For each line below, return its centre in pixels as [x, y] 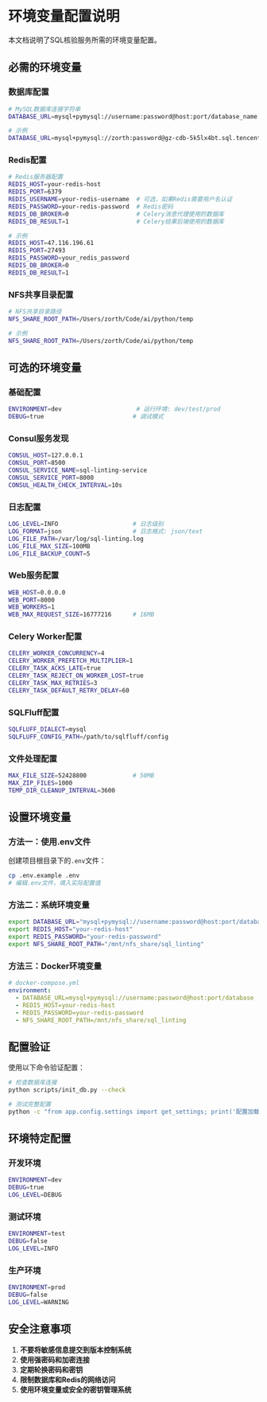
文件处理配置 [33, 758]
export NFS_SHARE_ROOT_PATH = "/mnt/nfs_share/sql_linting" [106, 944]
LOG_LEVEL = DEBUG [35, 1195]
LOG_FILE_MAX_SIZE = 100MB [49, 546]
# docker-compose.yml [44, 983]
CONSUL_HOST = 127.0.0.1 [46, 456]
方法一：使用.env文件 [50, 842]
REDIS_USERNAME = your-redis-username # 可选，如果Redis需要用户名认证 [120, 200]
